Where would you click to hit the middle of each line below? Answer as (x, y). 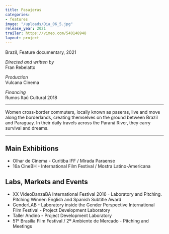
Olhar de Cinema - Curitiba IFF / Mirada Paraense (64, 161)
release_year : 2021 (26, 29)
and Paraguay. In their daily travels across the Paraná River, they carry (78, 123)
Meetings (22, 226)
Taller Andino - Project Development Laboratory (62, 215)
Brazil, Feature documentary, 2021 (41, 52)
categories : (18, 15)
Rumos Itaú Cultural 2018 (31, 97)
